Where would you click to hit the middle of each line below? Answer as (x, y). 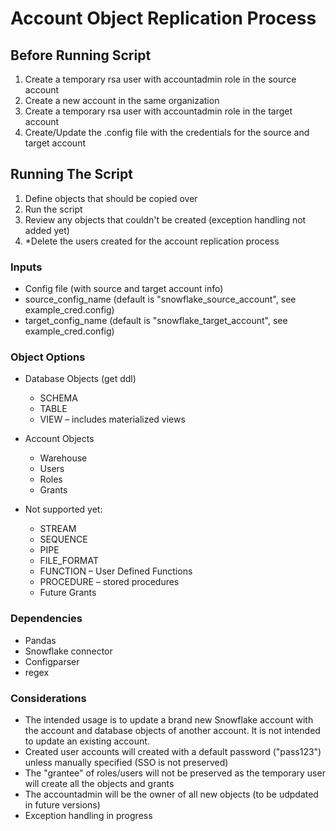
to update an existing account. (87, 741)
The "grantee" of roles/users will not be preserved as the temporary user (175, 773)
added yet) (47, 230)
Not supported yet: (63, 509)
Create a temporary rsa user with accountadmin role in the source (160, 79)
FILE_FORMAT (69, 561)
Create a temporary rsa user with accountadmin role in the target (158, 111)
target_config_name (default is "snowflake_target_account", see (156, 321)
